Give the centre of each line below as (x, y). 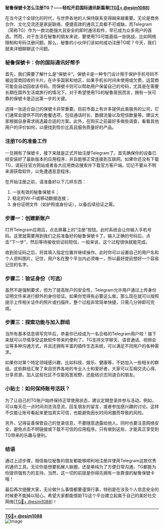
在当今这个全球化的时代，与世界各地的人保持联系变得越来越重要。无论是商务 (82, 18)
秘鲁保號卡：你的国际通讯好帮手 (43, 62)
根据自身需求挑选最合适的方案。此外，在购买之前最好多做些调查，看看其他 (84, 121)
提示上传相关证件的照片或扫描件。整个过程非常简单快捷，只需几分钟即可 (78, 302)
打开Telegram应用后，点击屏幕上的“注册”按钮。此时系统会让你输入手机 (76, 230)
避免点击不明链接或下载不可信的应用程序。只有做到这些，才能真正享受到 (86, 429)
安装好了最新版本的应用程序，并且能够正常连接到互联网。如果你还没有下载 (84, 159)
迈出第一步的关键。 (50, 99)
